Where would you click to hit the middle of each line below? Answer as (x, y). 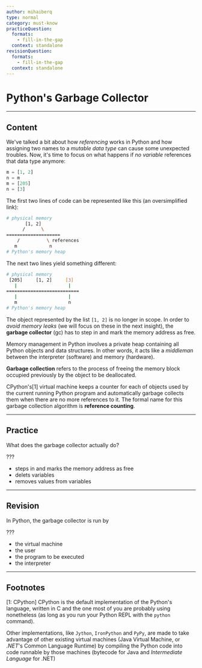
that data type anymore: (36, 161)
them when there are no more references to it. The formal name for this (94, 399)
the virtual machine (39, 544)
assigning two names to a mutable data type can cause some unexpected (98, 148)
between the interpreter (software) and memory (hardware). (81, 357)
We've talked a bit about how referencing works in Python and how (89, 142)
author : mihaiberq (29, 12)
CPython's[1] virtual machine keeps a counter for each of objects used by (97, 386)
